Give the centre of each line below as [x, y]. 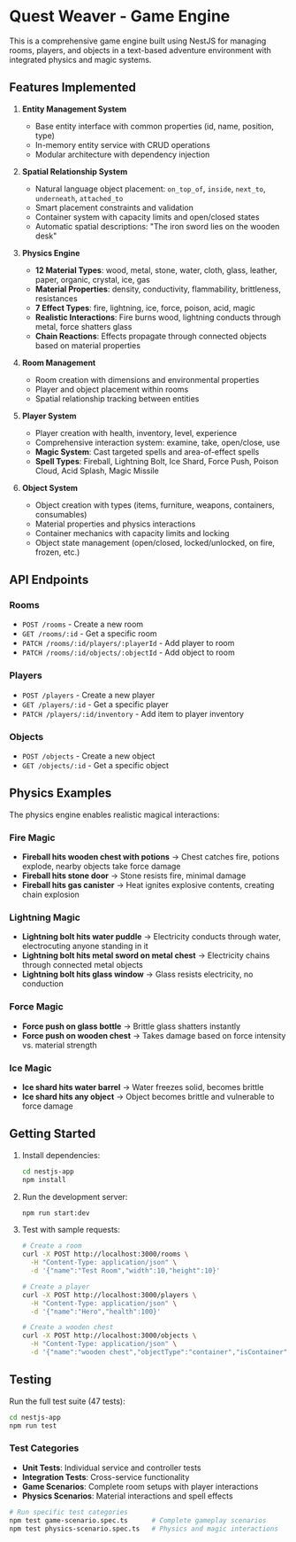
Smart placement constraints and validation [114, 207]
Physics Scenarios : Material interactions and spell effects [127, 1496]
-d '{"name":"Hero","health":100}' [96, 1312]
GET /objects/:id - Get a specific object [95, 766]
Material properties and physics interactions [115, 524]
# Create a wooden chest [68, 1328]
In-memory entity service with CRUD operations [122, 144]
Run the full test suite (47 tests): [67, 1401]
